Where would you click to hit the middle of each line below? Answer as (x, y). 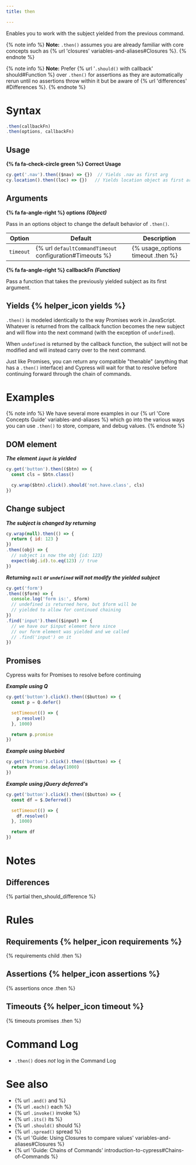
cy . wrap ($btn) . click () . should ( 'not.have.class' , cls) (78, 485)
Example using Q (27, 686)
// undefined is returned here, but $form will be (74, 604)
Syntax (24, 110)
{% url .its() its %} (38, 1119)
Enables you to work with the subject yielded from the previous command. (95, 33)
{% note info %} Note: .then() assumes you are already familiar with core (95, 44)
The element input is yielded (41, 458)
